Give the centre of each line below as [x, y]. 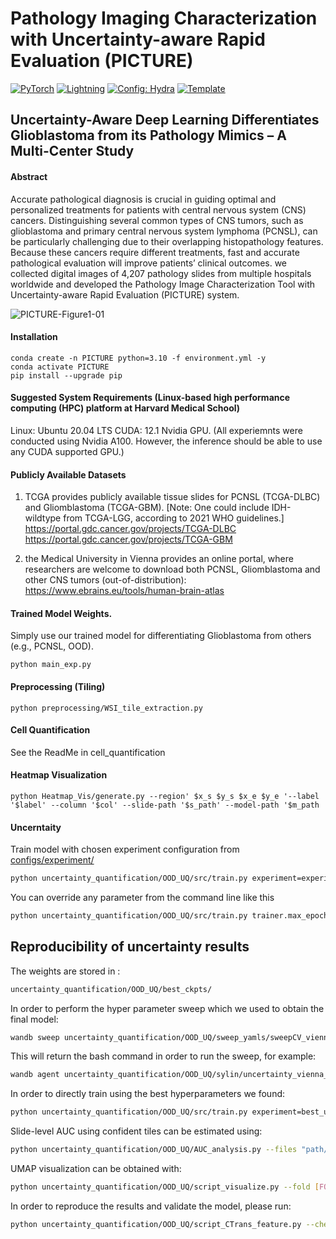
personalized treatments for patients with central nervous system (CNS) [158, 209]
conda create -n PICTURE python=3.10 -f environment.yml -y [138, 358]
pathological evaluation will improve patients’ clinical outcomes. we [149, 263]
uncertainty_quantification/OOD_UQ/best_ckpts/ [111, 989]
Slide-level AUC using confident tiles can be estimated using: [136, 1131]
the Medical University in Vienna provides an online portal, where [159, 559]
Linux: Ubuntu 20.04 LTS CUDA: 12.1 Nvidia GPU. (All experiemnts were [156, 430]
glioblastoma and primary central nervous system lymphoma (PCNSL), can [164, 231]
